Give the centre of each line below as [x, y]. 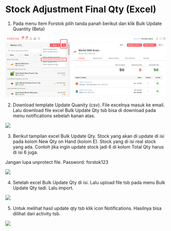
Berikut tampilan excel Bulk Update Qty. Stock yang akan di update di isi [88, 136]
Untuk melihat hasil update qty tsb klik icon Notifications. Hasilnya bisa [87, 208]
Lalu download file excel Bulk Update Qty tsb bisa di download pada [84, 110]
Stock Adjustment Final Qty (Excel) [81, 9]
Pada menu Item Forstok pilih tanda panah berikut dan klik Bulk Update [87, 23]
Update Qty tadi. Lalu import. [43, 188]
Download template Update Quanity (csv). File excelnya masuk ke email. [89, 105]
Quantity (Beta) [29, 28]
